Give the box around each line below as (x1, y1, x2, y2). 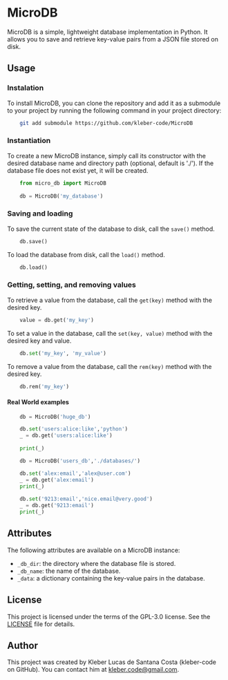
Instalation (7, 83, 44, 93)
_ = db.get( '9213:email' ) (19, 502, 95, 509)
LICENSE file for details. (7, 620, 75, 628)
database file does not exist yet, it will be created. (7, 166, 149, 174)
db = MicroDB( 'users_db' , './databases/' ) (19, 457, 140, 464)
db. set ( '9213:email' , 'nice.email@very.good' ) (19, 495, 153, 502)
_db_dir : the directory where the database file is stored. (17, 559, 176, 567)
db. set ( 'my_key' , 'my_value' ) (19, 350, 107, 357)
